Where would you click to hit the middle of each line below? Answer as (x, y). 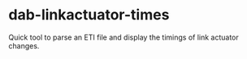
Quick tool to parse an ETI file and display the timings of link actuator (124, 37)
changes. (24, 45)
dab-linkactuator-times (89, 15)
